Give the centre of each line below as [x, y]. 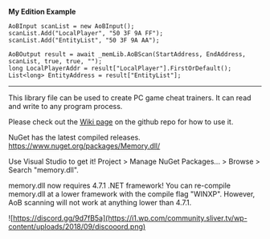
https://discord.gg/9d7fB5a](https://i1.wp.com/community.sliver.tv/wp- [130, 218]
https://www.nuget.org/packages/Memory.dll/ [84, 146]
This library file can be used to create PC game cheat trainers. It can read [130, 98]
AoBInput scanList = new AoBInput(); [72, 26]
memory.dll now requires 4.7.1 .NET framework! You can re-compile [120, 185]
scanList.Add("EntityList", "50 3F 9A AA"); [84, 40]
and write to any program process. [65, 106]
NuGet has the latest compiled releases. [74, 137]
